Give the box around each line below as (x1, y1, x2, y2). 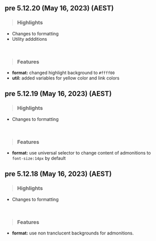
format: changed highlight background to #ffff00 (12, 69, 115, 75)
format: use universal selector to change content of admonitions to (12, 149, 151, 155)
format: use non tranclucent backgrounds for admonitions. (12, 230, 134, 236)
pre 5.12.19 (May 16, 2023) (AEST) (5, 90, 112, 98)
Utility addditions (12, 36, 47, 42)
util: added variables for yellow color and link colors (12, 75, 120, 81)
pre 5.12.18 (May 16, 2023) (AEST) (5, 170, 112, 178)
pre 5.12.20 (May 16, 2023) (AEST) (5, 4, 114, 13)
